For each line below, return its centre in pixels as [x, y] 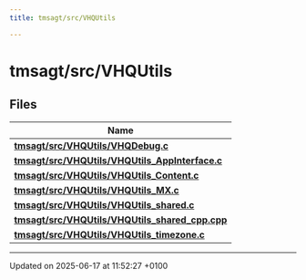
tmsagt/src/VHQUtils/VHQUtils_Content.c [107, 175]
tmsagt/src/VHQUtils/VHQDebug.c [91, 145]
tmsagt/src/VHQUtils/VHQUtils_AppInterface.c [118, 161]
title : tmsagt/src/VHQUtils [63, 18]
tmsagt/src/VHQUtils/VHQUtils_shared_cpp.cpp [121, 220]
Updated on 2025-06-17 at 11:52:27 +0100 [89, 265]
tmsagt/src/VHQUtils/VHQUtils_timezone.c [109, 234]
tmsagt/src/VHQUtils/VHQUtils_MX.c [97, 190]
